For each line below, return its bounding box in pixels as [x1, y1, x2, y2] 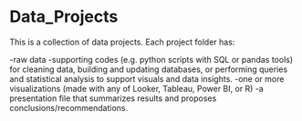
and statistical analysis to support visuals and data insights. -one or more [9, 73, 285, 84]
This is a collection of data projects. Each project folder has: [9, 36, 235, 47]
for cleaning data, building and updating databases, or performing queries [9, 64, 288, 75]
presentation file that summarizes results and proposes [9, 93, 217, 104]
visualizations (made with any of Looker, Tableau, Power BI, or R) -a [9, 83, 265, 94]
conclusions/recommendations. [9, 102, 129, 113]
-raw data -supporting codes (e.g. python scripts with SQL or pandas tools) [9, 54, 294, 65]
